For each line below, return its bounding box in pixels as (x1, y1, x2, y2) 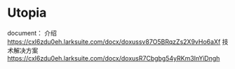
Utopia (7, 5, 47, 21)
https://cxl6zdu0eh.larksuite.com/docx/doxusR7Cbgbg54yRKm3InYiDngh (7, 54, 220, 62)
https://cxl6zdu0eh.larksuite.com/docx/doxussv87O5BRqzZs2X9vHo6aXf (7, 37, 221, 46)
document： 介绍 (7, 29, 58, 37)
